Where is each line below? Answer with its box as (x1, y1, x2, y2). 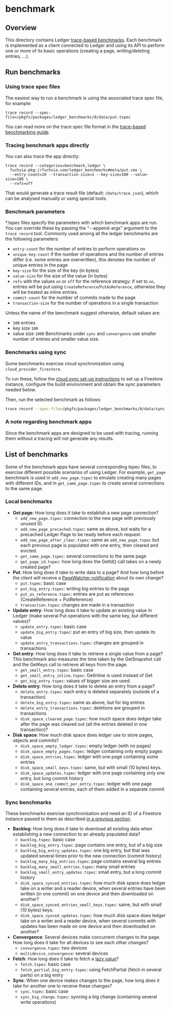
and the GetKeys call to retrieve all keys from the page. (12, 661, 128, 667)
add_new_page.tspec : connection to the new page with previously (20, 515, 156, 521)
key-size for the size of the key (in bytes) (12, 267, 99, 273)
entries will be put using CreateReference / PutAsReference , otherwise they (12, 284, 165, 290)
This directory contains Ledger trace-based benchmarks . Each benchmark (5, 37, 162, 43)
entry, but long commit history (20, 775, 84, 781)
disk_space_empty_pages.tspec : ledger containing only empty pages (20, 748, 163, 754)
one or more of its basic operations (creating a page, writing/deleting (5, 48, 150, 54)
